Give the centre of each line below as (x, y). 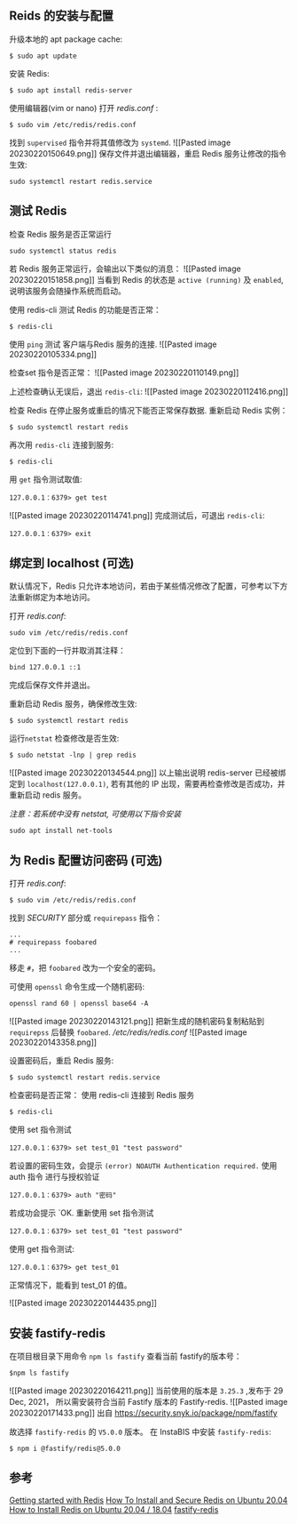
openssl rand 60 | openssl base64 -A (79, 1004)
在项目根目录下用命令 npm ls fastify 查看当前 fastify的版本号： (125, 1356)
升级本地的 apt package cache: (66, 39)
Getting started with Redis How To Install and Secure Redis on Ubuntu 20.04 (148, 1500)
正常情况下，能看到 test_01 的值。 (70, 1285)
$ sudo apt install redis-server (71, 90)
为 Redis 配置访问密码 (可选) (86, 860)
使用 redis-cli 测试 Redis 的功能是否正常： (85, 309)
